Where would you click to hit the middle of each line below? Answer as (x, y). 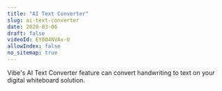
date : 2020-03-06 (32, 27)
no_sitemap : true (32, 53)
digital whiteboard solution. (46, 80)
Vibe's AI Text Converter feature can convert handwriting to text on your (111, 72)
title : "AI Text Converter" (48, 14)
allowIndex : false (34, 46)
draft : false (26, 33)
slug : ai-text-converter (43, 20)
